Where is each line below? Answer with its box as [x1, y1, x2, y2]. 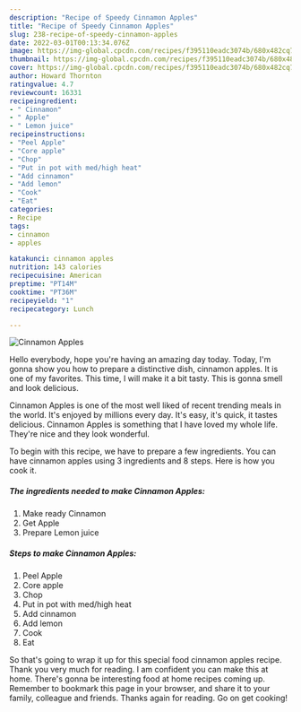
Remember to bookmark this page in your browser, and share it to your [9, 683, 271, 694]
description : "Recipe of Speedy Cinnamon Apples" [9, 13, 199, 22]
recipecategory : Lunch [9, 304, 94, 314]
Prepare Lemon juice [21, 527, 99, 538]
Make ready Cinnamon [21, 508, 107, 519]
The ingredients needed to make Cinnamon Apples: [9, 485, 206, 496]
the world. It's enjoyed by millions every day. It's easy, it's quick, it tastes [9, 410, 278, 421]
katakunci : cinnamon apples [9, 255, 115, 264]
